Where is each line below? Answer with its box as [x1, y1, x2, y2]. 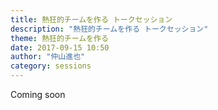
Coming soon [10, 89, 66, 100]
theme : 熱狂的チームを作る [10, 33, 109, 43]
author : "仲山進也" [10, 52, 86, 62]
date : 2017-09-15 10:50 [10, 42, 110, 53]
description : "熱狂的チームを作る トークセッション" [10, 24, 209, 34]
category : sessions [10, 61, 92, 71]
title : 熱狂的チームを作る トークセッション [10, 14, 173, 25]
